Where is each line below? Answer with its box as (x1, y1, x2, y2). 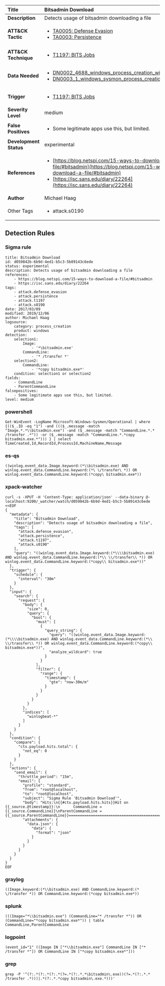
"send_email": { (14, 770, 48, 775)
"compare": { (14, 740, 41, 745)
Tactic (7, 34, 23, 40)
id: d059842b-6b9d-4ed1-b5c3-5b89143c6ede (5, 259, 93, 264)
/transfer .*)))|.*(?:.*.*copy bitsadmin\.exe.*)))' (5, 976, 115, 981)
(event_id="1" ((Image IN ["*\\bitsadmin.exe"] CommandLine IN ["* (5, 945, 146, 950)
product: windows (14, 328, 50, 333)
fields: (5, 376, 21, 380)
